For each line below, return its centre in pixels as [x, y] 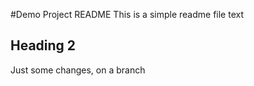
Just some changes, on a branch [78, 70]
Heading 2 [43, 45]
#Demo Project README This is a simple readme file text [127, 14]
